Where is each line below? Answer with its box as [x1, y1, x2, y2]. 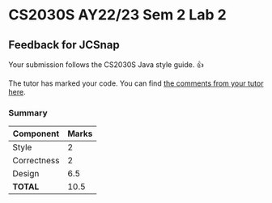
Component [12, 128, 60, 139]
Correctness [12, 155, 60, 167]
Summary [8, 107, 49, 118]
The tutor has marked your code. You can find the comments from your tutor [8, 78, 264, 88]
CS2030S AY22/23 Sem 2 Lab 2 [8, 6, 227, 24]
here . [8, 87, 26, 96]
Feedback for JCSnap [8, 38, 120, 52]
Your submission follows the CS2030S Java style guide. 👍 [8, 60, 204, 70]
